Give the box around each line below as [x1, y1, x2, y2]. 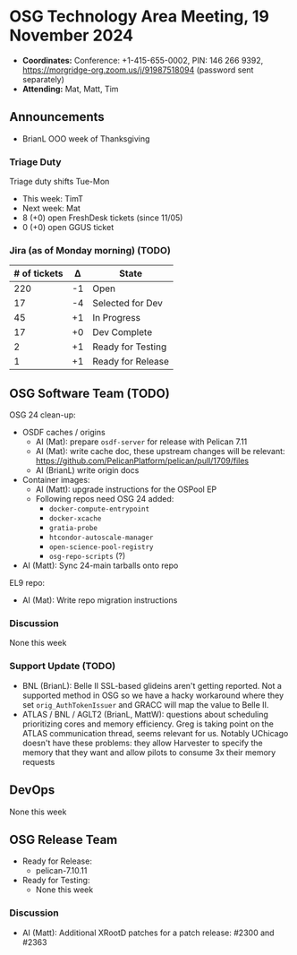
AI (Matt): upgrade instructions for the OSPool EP [35, 484, 217, 495]
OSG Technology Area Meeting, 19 [9, 6, 270, 27]
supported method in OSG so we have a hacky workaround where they [21, 690, 284, 701]
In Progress [92, 312, 141, 324]
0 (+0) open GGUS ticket [21, 222, 115, 233]
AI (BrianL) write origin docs [35, 465, 140, 476]
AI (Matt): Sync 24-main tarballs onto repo [21, 560, 179, 571]
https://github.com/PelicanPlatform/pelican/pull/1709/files [35, 455, 249, 467]
